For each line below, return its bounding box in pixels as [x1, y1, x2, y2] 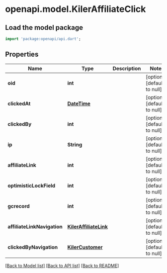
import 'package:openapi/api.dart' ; [5, 36, 81, 41]
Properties [5, 50, 39, 59]
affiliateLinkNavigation [7, 223, 63, 230]
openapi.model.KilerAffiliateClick [5, 3, 146, 15]
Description [112, 65, 141, 72]
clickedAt [7, 100, 31, 107]
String [67, 141, 83, 148]
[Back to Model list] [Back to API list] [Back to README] [5, 263, 119, 269]
